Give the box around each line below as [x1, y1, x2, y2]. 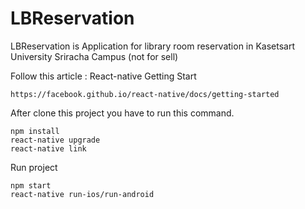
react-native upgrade [10, 135, 101, 145]
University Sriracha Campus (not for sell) [10, 50, 179, 62]
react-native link [10, 143, 87, 154]
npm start [10, 180, 52, 191]
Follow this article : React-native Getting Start [10, 70, 197, 82]
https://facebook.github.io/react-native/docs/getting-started [10, 89, 280, 99]
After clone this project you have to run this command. [10, 107, 235, 119]
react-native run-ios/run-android [10, 189, 155, 199]
